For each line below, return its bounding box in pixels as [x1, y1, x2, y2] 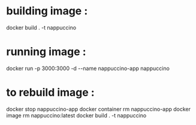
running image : [6, 45, 86, 59]
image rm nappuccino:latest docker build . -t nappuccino [6, 112, 147, 119]
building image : [6, 4, 88, 18]
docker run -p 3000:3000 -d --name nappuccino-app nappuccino [6, 65, 170, 72]
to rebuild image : [6, 86, 95, 99]
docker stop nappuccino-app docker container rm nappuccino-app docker [6, 105, 191, 112]
